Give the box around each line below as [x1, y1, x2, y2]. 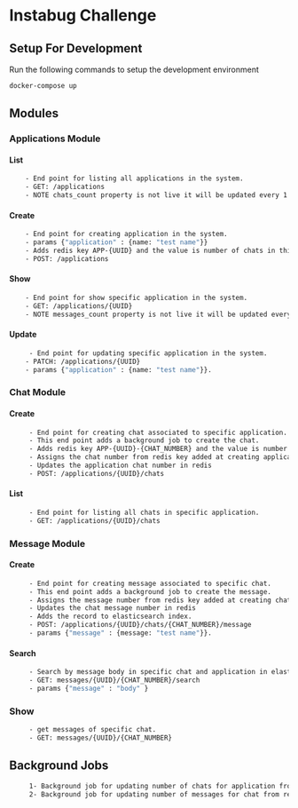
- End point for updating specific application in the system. [28, 348, 268, 358]
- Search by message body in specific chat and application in [28, 668, 268, 677]
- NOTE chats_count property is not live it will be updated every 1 [25, 191, 288, 200]
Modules [9, 106, 59, 121]
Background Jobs [9, 758, 109, 773]
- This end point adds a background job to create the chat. [28, 436, 260, 445]
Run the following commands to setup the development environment [9, 64, 260, 75]
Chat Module [9, 386, 67, 399]
